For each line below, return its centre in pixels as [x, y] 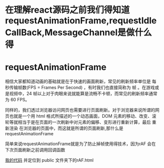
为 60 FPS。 [17, 100]
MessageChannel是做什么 [98, 33]
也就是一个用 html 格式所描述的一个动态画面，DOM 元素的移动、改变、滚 [83, 116]
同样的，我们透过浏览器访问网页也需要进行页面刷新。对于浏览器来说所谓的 [80, 110]
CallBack [23, 33]
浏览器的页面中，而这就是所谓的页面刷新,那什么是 [73, 128]
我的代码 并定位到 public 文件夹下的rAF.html [49, 160]
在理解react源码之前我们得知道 [67, 10]
